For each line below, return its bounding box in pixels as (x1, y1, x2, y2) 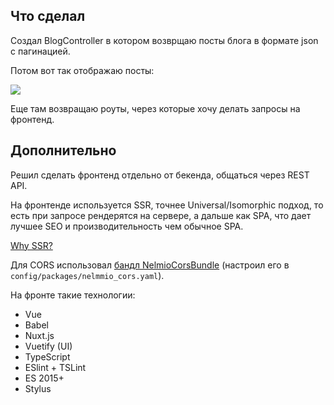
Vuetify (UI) (24, 340, 73, 352)
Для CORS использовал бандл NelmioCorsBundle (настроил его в (10, 259, 290, 271)
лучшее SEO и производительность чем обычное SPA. (10, 220, 244, 232)
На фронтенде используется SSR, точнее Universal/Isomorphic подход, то (10, 199, 324, 211)
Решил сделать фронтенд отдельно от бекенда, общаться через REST (10, 169, 310, 181)
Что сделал (10, 8, 86, 25)
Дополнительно (10, 142, 117, 159)
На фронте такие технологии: (10, 289, 136, 301)
